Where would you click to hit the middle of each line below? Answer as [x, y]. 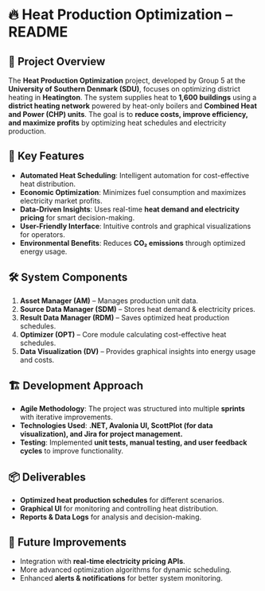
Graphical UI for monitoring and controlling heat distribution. [119, 509]
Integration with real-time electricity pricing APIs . [102, 562]
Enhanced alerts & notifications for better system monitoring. [121, 578]
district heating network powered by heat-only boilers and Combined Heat [132, 106]
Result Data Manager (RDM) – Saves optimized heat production [124, 317]
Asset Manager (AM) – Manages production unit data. [109, 301]
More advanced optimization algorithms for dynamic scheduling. [126, 570]
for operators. [42, 234]
